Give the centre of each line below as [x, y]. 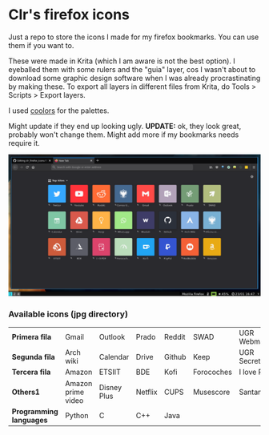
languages [30, 420]
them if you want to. [41, 45]
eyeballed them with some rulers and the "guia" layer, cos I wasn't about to [132, 69]
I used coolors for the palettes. [59, 111]
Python [77, 416]
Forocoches [213, 372]
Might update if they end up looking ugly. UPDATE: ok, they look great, [125, 126]
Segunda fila [33, 356]
